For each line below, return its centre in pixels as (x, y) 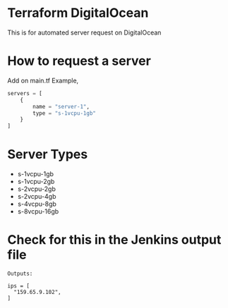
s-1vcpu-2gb (36, 182)
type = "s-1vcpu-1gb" (65, 113)
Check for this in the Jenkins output (114, 240)
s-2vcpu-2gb (37, 189)
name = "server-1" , (61, 106)
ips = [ (19, 286)
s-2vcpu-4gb (37, 197)
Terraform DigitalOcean (78, 13)
